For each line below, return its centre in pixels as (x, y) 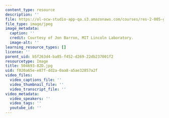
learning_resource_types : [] (36, 47)
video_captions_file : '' (36, 80)
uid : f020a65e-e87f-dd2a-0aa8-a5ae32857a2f (52, 71)
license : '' (18, 52)
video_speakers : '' (30, 98)
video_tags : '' (26, 103)
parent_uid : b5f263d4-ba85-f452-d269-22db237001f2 (59, 56)
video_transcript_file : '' (38, 89)
